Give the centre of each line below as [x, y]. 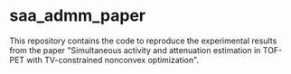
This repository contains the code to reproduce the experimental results [143, 41]
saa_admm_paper [78, 16]
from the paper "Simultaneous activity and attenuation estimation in [135, 50]
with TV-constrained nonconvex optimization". [113, 60]
